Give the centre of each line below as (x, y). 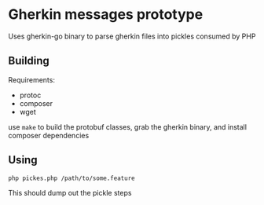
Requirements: (31, 79)
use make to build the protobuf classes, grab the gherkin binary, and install (128, 126)
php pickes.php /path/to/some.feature (71, 178)
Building (29, 61)
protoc (30, 95)
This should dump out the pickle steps (70, 192)
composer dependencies (49, 135)
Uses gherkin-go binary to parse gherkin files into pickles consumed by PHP (132, 36)
